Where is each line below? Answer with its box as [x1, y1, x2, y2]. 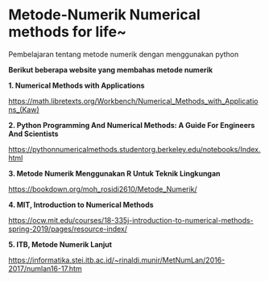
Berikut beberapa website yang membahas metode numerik [8, 64, 213, 74]
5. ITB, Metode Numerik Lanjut [8, 239, 113, 249]
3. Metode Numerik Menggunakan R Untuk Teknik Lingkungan [8, 168, 221, 178]
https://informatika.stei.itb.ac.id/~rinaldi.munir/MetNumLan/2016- [8, 255, 226, 265]
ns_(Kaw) [8, 105, 39, 114]
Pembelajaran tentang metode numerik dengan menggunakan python [8, 49, 239, 59]
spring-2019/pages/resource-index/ [8, 224, 127, 233]
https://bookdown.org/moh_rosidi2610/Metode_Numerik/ [8, 184, 197, 194]
